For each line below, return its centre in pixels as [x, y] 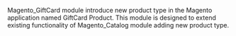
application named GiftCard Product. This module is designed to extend [112, 18]
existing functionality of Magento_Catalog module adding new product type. [118, 25]
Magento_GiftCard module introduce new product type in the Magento [110, 10]
